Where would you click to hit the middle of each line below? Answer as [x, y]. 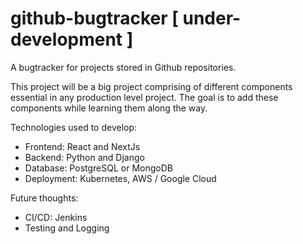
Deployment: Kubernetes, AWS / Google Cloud [120, 178]
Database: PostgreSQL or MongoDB [98, 168]
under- [212, 18]
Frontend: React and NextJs [82, 146]
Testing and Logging [67, 228]
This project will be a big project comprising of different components [151, 86]
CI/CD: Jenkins [56, 217]
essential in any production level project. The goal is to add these [144, 97]
